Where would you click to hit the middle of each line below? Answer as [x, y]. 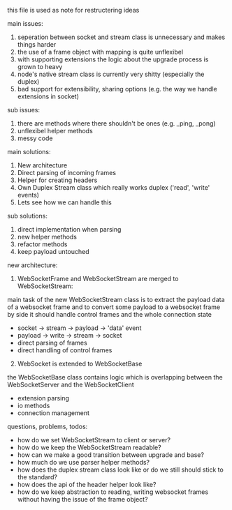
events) [28, 195]
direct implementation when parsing [69, 229]
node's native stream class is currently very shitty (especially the [111, 74]
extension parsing [43, 398]
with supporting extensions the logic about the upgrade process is [113, 59]
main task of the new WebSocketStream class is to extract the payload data [116, 300]
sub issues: [24, 110]
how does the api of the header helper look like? [87, 485]
